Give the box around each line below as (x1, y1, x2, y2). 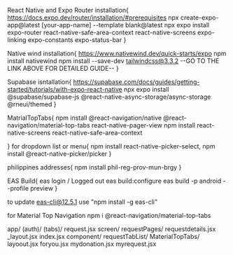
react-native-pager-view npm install (91, 121, 196, 129)
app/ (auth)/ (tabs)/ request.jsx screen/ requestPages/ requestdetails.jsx (7, 225, 216, 233)
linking (7, 36, 27, 44)
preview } (30, 184, 58, 192)
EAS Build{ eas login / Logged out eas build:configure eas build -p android (7, 177, 222, 185)
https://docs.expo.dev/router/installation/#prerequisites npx (7, 13, 179, 22)
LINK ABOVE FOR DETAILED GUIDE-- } (7, 64, 119, 72)
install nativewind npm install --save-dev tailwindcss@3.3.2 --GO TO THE (7, 57, 220, 65)
